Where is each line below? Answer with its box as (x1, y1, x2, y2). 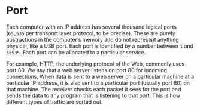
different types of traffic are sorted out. (6, 98, 103, 105)
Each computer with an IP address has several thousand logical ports (6, 23, 177, 30)
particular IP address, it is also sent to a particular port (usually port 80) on (6, 79, 190, 87)
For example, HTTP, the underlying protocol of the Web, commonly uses (6, 60, 184, 67)
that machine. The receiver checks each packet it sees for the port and (6, 85, 181, 92)
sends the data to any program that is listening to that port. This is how (6, 92, 181, 99)
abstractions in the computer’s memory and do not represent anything (6, 36, 180, 43)
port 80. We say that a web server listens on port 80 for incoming (6, 66, 168, 73)
